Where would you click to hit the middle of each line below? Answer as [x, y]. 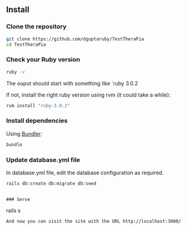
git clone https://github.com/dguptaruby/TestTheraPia [75, 39]
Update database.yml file [43, 159]
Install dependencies [37, 121]
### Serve [18, 199]
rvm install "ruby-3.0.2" [38, 106]
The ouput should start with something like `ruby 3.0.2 [72, 83]
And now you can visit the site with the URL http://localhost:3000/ [94, 221]
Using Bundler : [24, 133]
